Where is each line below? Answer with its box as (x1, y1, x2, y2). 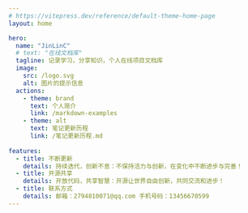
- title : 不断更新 (15, 155, 73, 163)
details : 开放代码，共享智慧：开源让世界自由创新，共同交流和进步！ (23, 177, 225, 185)
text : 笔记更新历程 (29, 125, 89, 133)
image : (15, 64, 38, 73)
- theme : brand (23, 94, 75, 102)
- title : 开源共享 (15, 169, 73, 178)
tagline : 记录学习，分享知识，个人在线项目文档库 (15, 57, 164, 65)
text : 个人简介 (29, 102, 77, 110)
